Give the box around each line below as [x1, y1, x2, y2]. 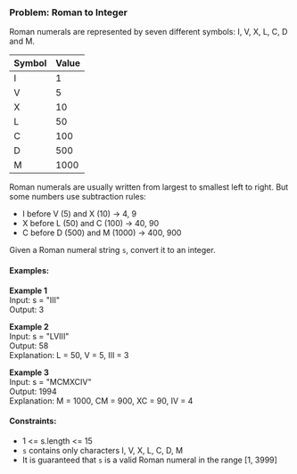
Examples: [9, 265, 49, 275]
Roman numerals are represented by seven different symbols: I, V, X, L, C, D [9, 27, 288, 37]
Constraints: [9, 416, 57, 427]
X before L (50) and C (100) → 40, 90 [21, 218, 160, 229]
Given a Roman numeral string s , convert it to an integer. [9, 245, 216, 256]
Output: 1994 [9, 386, 58, 396]
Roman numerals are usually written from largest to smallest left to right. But [9, 182, 289, 192]
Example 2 [9, 321, 49, 331]
